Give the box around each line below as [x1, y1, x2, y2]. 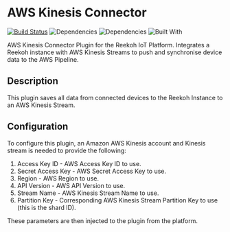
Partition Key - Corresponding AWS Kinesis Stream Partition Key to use [16, 196, 218, 204]
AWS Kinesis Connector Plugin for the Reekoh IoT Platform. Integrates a [7, 40, 210, 49]
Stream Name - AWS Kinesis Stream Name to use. [16, 189, 159, 197]
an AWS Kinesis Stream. [7, 101, 76, 109]
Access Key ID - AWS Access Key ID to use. [16, 159, 142, 167]
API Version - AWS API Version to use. [16, 181, 126, 189]
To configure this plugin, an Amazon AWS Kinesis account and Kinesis [7, 139, 206, 147]
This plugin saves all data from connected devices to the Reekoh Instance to [7, 93, 223, 102]
